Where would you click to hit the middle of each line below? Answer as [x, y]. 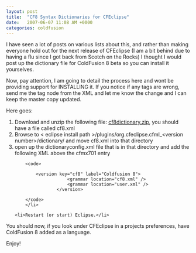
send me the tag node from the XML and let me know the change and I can [97, 93]
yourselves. [20, 69]
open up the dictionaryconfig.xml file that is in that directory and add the [102, 147]
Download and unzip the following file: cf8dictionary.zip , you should [96, 122]
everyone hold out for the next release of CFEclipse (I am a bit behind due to [98, 51]
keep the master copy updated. [44, 100]
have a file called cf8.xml [44, 128]
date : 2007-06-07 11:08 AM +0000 [49, 22]
